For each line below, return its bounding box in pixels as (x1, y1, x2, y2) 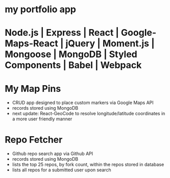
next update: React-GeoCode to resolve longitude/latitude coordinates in (12, 111, 165, 117)
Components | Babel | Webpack (5, 60, 142, 71)
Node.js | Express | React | (5, 27, 119, 39)
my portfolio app (5, 4, 76, 15)
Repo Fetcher (5, 134, 63, 145)
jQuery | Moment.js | (65, 38, 155, 49)
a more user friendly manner (12, 116, 72, 122)
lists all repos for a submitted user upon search (12, 167, 111, 173)
